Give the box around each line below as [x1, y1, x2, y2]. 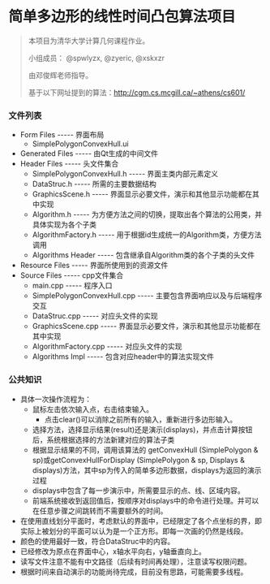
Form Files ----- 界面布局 [19, 130, 105, 140]
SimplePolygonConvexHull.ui [32, 139, 129, 149]
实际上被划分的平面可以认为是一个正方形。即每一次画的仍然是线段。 [19, 526, 248, 536]
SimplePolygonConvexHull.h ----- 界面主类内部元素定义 [32, 169, 219, 179]
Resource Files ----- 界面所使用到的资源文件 [19, 261, 169, 270]
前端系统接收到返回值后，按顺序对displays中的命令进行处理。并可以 [32, 495, 259, 505]
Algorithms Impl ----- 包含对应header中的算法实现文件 [32, 352, 215, 361]
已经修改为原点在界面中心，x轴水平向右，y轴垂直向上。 [19, 546, 207, 556]
